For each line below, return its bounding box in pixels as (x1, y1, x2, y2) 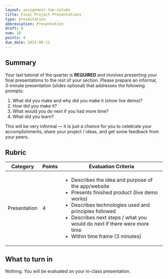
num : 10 (5, 31, 21, 36)
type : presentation (5, 17, 46, 22)
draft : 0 (5, 26, 23, 31)
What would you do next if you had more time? (12, 108, 109, 114)
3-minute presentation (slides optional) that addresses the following (5, 82, 145, 88)
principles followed (71, 208, 116, 215)
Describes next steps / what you (71, 214, 147, 221)
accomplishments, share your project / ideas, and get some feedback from (5, 128, 159, 134)
